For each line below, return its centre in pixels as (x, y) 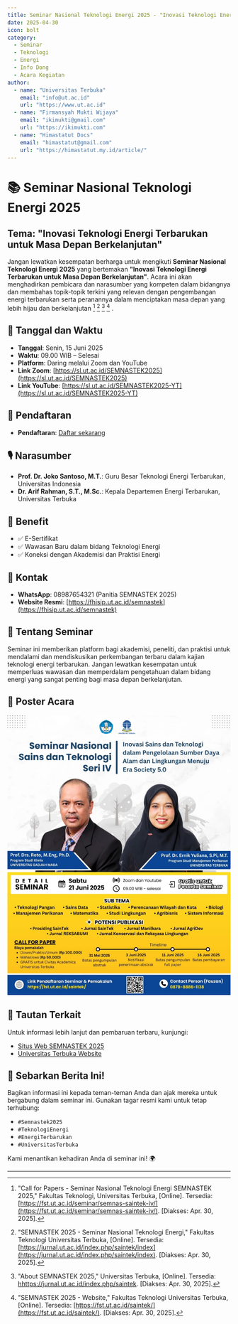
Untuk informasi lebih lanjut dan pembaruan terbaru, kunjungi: (98, 1032)
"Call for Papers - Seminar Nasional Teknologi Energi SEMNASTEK (115, 1188)
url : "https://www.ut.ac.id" (63, 105)
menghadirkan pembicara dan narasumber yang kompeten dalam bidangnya (119, 284)
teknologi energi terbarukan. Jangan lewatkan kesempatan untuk (102, 664)
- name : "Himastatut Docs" (53, 135)
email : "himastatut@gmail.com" (66, 142)
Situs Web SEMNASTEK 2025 (61, 1046)
